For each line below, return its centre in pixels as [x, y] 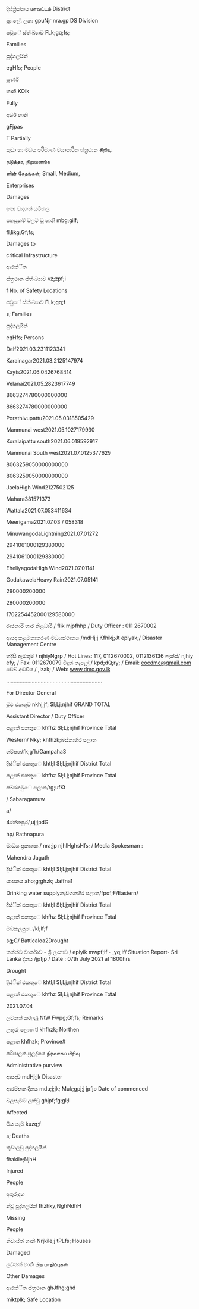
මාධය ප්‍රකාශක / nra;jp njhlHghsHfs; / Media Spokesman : [75, 846]
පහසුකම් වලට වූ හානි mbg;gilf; [42, 220]
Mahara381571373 [29, 499]
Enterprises [20, 185]
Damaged [18, 1253]
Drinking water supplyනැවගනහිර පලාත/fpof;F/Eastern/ [72, 893]
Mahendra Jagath [28, 857]
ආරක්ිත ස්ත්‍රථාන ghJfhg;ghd [41, 1288]
